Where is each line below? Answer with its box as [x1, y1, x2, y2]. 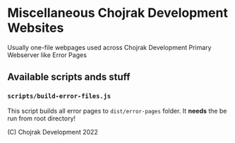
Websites [7, 20, 64, 36]
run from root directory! [7, 114, 76, 123]
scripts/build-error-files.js [7, 92, 112, 100]
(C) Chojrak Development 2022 [7, 128, 99, 136]
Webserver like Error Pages [7, 51, 87, 59]
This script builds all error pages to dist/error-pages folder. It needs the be [7, 106, 227, 115]
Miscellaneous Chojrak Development [7, 5, 228, 21]
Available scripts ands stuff [7, 71, 131, 83]
